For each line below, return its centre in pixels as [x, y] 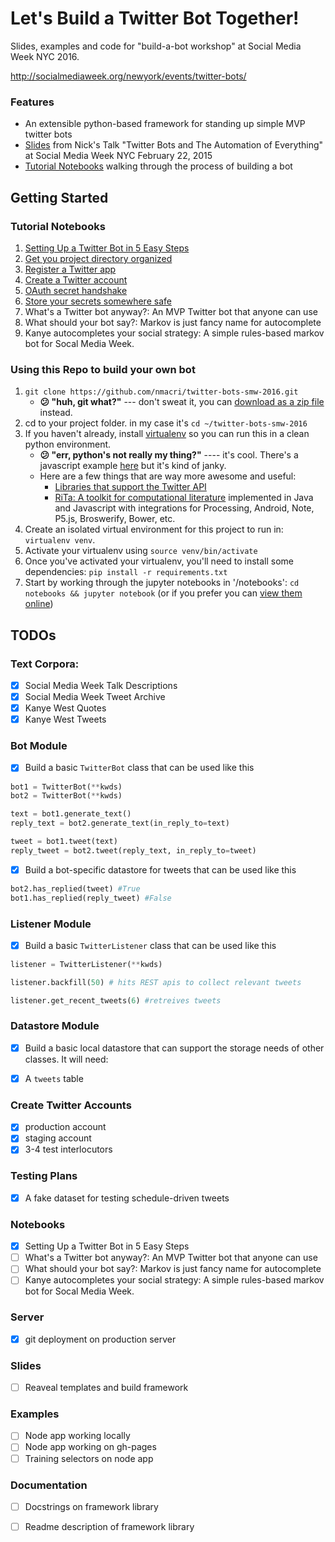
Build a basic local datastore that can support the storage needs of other [174, 1048]
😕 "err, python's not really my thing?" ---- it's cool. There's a [169, 455]
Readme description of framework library [109, 1526]
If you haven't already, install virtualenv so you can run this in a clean [167, 434]
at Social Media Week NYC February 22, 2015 [118, 156]
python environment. [68, 444]
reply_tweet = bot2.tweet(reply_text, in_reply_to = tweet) [133, 850]
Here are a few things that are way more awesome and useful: [168, 476]
